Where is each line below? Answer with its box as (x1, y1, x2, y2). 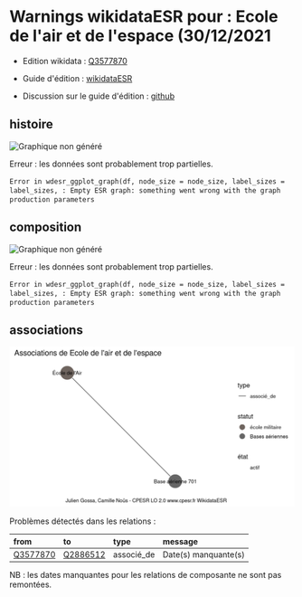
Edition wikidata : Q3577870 (22, 55, 128, 66)
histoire (9, 117, 54, 132)
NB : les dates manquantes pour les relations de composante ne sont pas (9, 569, 282, 580)
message (162, 535, 199, 546)
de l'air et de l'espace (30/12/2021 (9, 25, 271, 46)
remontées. (9, 579, 52, 590)
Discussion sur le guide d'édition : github (22, 90, 175, 101)
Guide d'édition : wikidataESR (22, 72, 133, 83)
